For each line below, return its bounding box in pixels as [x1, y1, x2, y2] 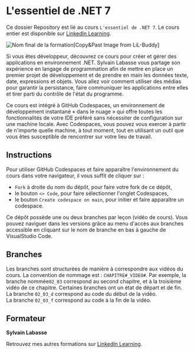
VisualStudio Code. [6, 232, 53, 239]
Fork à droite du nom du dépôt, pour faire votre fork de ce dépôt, [14, 183, 172, 190]
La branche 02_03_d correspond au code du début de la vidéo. [6, 290, 157, 297]
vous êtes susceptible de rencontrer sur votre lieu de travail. [6, 133, 152, 140]
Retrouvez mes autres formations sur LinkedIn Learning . [6, 341, 143, 348]
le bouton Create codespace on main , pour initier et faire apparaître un [14, 196, 185, 203]
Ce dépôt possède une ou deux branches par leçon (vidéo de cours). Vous [6, 213, 188, 220]
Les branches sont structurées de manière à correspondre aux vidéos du [6, 265, 184, 272]
